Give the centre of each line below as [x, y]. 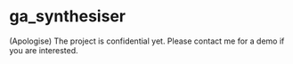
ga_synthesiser [68, 16]
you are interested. [44, 50]
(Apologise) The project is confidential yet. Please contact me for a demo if [147, 41]
